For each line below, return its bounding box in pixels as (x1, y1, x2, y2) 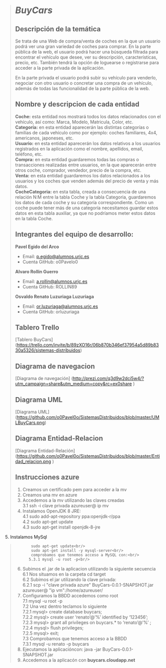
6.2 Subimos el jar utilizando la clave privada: (22, 576, 117, 583)
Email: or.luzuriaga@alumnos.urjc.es (22, 303, 98, 309)
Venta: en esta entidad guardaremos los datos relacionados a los (15, 172, 150, 178)
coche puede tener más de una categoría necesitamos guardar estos (15, 205, 158, 211)
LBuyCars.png (15, 419, 45, 426)
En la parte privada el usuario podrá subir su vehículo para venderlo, (15, 75, 157, 80)
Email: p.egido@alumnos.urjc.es (22, 253, 90, 259)
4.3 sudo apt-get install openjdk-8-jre (22, 524, 101, 530)
